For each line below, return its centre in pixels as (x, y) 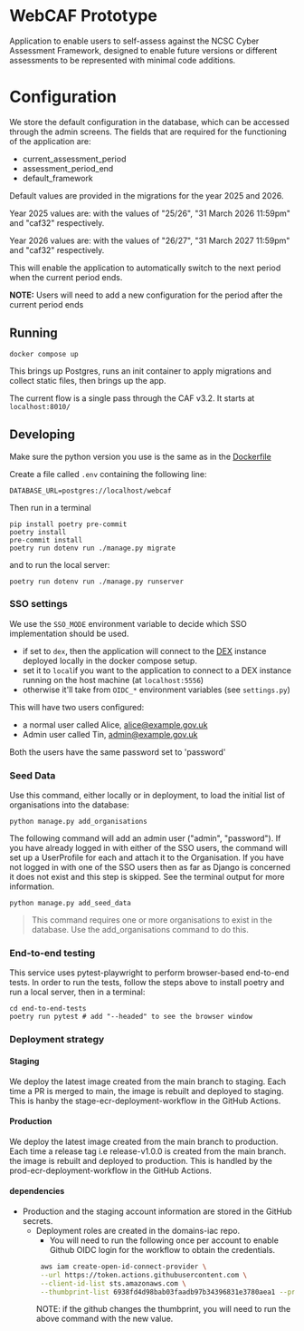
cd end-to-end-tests (48, 1009)
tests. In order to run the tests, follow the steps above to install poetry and (147, 983)
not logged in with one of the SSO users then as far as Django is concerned (150, 867)
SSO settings (38, 604)
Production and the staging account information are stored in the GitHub (157, 1211)
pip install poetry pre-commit (68, 524)
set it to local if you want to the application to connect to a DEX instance (157, 670)
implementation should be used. (69, 633)
